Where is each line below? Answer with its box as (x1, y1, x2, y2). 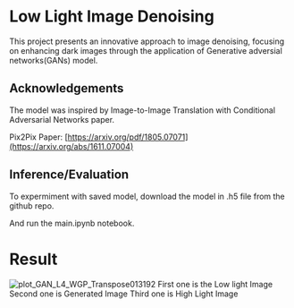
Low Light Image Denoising (9, 6, 214, 27)
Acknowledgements (9, 81, 124, 96)
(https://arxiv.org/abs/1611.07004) (9, 141, 134, 151)
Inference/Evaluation (9, 167, 130, 183)
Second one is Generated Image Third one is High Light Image (9, 288, 239, 299)
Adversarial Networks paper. (9, 114, 114, 124)
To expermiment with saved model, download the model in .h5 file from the (9, 191, 286, 201)
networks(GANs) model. (9, 55, 98, 65)
